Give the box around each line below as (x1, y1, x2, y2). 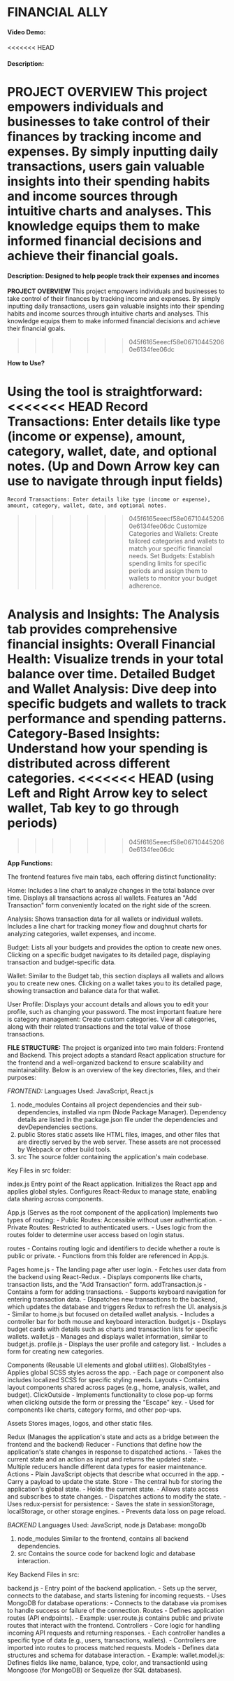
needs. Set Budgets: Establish (129, 552, 215, 560)
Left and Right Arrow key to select (7, 785, 208, 801)
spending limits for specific (129, 559, 207, 568)
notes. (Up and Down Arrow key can (7, 458, 220, 474)
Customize (175, 522, 207, 530)
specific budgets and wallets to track (7, 696, 227, 712)
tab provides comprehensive (7, 621, 178, 637)
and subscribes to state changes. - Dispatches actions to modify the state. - (7, 1492, 226, 1501)
